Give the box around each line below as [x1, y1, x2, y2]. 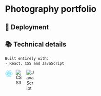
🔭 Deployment [5, 23, 49, 31]
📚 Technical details [5, 40, 67, 48]
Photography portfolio [5, 3, 97, 15]
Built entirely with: [5, 56, 49, 61]
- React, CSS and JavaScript [5, 61, 64, 66]
